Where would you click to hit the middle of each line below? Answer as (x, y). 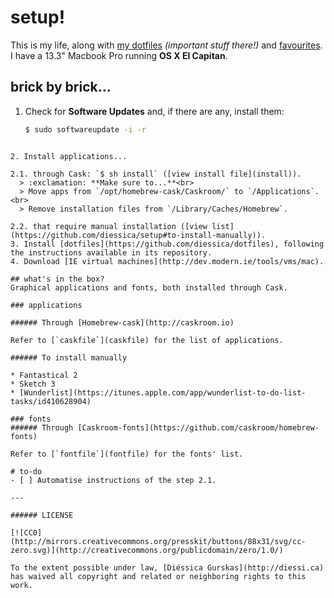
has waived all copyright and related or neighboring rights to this (158, 576)
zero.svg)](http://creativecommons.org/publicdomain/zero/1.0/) (147, 550)
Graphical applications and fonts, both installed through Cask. (149, 287)
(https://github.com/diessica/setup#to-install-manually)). (138, 235)
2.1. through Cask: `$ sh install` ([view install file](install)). (156, 174)
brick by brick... (61, 87)
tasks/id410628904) (51, 401)
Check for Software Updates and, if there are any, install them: (154, 111)
